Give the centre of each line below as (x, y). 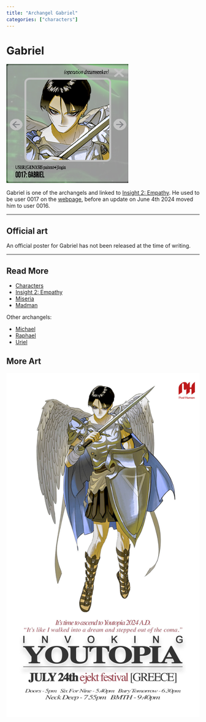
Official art (27, 231)
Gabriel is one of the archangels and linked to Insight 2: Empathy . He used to (103, 193)
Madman (26, 305)
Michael (25, 329)
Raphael (25, 335)
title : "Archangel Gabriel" (42, 13)
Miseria (25, 299)
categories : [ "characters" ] (42, 19)
